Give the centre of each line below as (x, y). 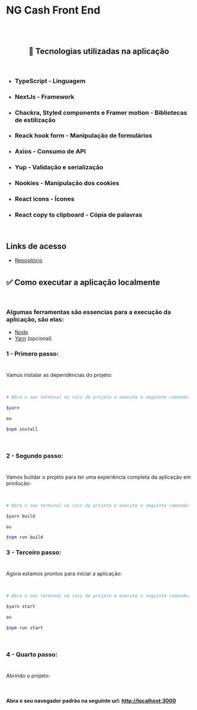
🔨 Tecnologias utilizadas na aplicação (99, 52)
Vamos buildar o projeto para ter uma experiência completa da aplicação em (98, 477)
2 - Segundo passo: (35, 456)
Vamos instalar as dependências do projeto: (59, 375)
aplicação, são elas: (35, 319)
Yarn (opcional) (33, 338)
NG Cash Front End (53, 10)
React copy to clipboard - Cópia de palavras (78, 215)
